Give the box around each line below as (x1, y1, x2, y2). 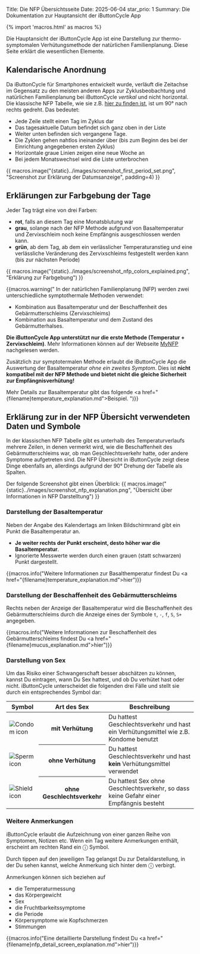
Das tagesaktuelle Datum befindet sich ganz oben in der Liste (14, 124, 166, 131)
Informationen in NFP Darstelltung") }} (6, 493, 100, 500)
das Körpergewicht (14, 891, 62, 899)
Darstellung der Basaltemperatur (6, 508, 103, 516)
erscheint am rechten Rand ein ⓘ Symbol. (6, 843, 110, 850)
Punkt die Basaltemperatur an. (6, 528, 80, 535)
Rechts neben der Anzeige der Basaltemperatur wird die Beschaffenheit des (6, 604, 193, 612)
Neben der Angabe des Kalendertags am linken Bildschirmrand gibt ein (6, 521, 180, 528)
